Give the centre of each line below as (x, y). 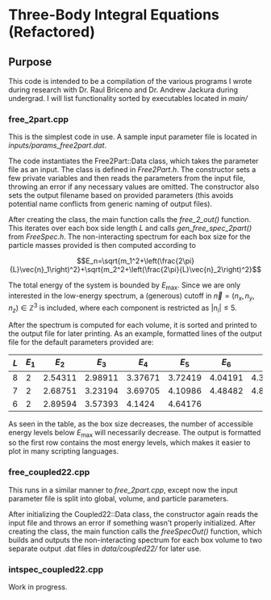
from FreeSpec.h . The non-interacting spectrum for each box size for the (129, 237)
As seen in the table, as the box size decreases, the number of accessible (131, 424)
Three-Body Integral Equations (114, 15)
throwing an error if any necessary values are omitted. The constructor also (134, 187)
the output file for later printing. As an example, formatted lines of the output (135, 334)
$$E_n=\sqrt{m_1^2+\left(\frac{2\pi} (135, 261)
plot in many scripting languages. (64, 451)
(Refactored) (52, 32)
